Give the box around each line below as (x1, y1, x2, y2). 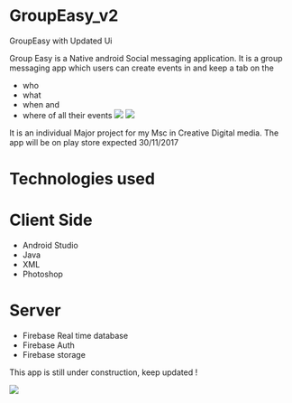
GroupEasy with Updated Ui (9, 35, 113, 46)
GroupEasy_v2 (9, 5, 119, 26)
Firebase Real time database (22, 331, 129, 341)
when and (22, 98, 60, 109)
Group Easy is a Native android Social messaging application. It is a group (9, 52, 283, 63)
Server (9, 300, 61, 321)
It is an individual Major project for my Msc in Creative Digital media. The (9, 127, 279, 138)
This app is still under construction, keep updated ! (9, 367, 198, 378)
